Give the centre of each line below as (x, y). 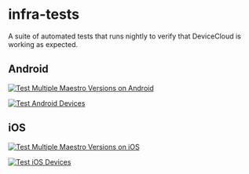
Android (28, 69)
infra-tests (44, 14)
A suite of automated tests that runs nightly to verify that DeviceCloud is (124, 36)
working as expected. (43, 44)
